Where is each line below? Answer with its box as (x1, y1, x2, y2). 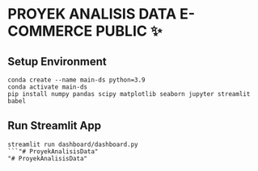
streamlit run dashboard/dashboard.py (7, 140, 138, 148)
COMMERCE (7, 22, 93, 40)
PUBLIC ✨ (95, 22, 163, 40)
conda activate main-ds (7, 83, 88, 91)
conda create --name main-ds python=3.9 (7, 76, 146, 84)
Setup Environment (7, 54, 107, 69)
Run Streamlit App (7, 119, 102, 133)
